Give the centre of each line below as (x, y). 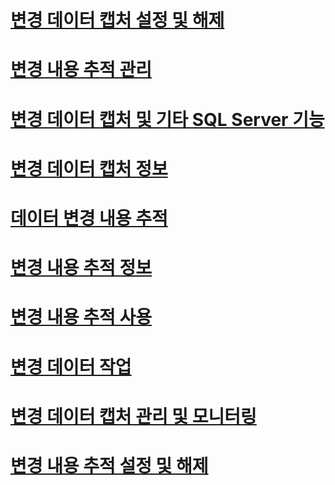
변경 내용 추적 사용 (81, 317)
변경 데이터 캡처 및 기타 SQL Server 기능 (167, 119)
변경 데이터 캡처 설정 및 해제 (117, 20)
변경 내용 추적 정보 (81, 268)
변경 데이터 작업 (71, 367)
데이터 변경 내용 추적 (89, 218)
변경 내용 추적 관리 (81, 70)
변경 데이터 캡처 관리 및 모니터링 (133, 416)
